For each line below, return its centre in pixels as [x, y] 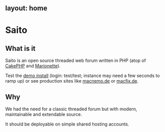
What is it [20, 48]
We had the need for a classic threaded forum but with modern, [71, 109]
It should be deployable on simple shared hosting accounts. [67, 124]
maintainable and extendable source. [44, 114]
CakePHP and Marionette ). [33, 66]
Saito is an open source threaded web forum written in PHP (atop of [76, 60]
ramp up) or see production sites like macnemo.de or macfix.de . [72, 81]
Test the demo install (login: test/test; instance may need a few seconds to [82, 76]
